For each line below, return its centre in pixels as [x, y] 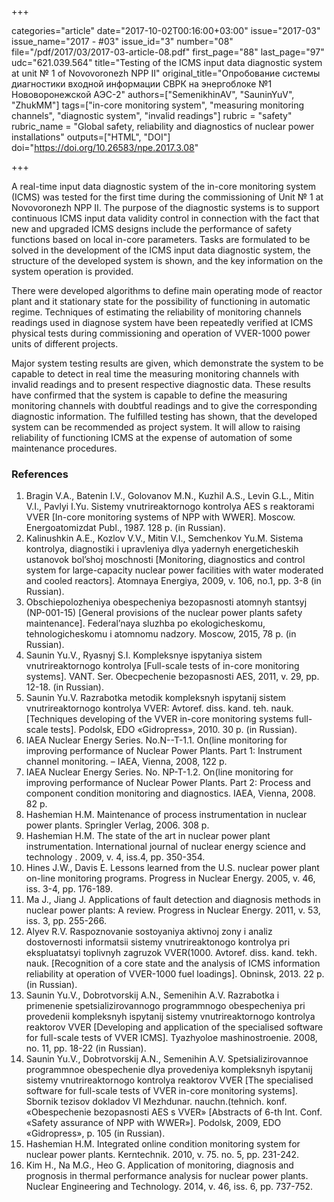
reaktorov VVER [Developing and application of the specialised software [174, 1027]
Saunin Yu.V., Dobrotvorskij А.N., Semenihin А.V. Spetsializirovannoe [167, 1059]
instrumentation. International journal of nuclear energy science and [165, 847]
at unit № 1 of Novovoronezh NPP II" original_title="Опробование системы [166, 73]
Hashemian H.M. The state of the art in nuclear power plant [148, 836]
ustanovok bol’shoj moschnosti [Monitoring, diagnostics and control [165, 560]
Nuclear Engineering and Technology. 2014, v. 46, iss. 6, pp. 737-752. [169, 1187]
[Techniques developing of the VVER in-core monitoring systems [159, 719]
